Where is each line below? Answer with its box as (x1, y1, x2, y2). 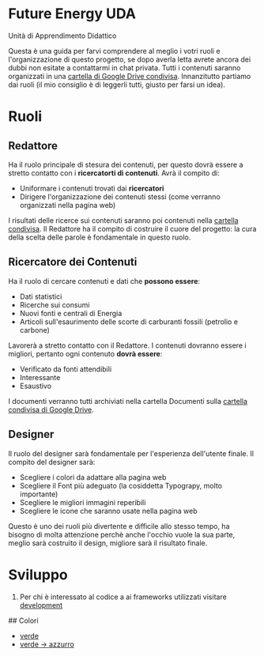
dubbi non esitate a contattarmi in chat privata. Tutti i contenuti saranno (8, 62, 241, 72)
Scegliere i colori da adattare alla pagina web (19, 472, 167, 482)
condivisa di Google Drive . (8, 405, 94, 414)
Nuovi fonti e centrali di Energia (19, 308, 123, 318)
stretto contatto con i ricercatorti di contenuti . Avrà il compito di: (8, 168, 220, 178)
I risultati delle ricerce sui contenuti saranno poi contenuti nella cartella (8, 215, 239, 225)
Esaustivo (19, 381, 52, 390)
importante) (19, 489, 58, 499)
